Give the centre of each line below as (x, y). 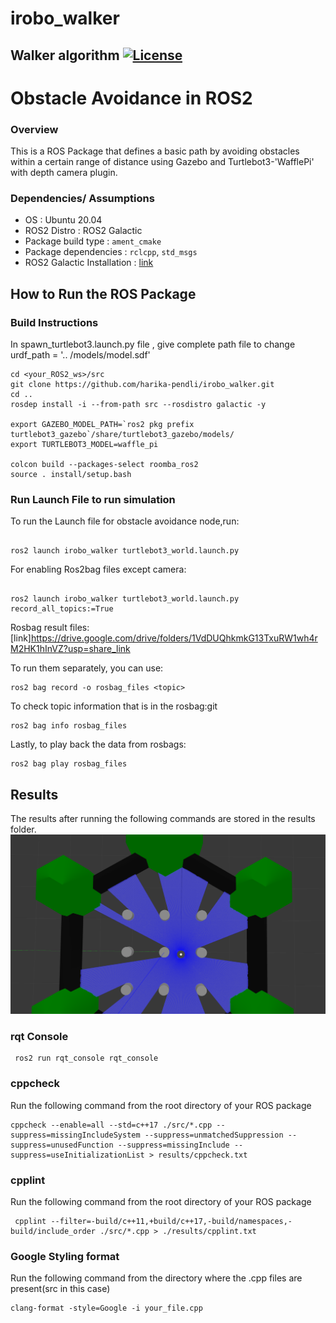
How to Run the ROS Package (103, 293)
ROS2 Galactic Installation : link (89, 263)
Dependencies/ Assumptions (82, 198)
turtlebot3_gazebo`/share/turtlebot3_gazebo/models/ (122, 435)
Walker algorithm (65, 55)
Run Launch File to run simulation (93, 499)
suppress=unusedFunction (62, 1145)
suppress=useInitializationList (77, 1155)
